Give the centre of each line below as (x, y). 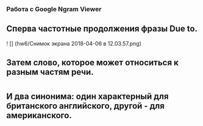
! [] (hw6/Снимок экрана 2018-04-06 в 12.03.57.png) (74, 43)
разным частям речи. (50, 72)
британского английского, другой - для (85, 106)
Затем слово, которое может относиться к (92, 63)
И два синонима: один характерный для (87, 96)
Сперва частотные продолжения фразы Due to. (102, 29)
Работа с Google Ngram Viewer (54, 9)
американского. (39, 115)
